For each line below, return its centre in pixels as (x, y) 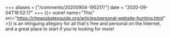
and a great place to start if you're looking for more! (60, 29)
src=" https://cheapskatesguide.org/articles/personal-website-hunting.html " (85, 18)
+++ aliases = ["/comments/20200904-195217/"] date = (65, 7)
